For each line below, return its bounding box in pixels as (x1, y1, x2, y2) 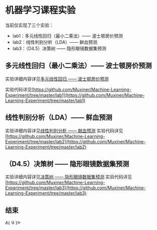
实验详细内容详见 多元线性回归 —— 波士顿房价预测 (5, 76, 109, 82)
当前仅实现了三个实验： (5, 22, 54, 28)
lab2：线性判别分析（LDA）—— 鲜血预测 (12, 39, 98, 45)
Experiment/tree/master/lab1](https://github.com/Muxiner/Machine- (5, 92, 145, 98)
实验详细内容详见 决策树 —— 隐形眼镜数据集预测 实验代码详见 (5, 174, 132, 180)
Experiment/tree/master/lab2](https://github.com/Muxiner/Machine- (5, 139, 146, 145)
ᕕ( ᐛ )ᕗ (5, 219, 21, 226)
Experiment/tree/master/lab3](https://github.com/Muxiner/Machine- (5, 185, 146, 191)
